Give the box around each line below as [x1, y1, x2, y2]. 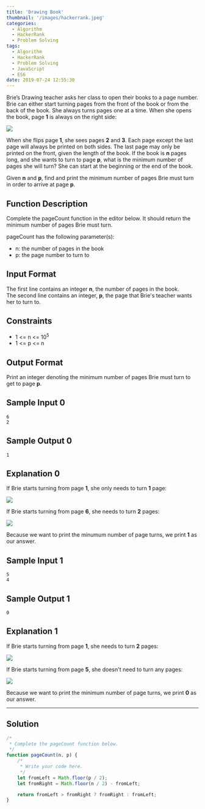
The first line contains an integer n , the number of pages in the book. [6, 285, 179, 292]
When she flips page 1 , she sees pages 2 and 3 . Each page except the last [6, 137, 193, 144]
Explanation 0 [6, 468, 60, 479]
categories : [6, 20, 37, 26]
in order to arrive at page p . [6, 181, 76, 188]
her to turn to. [6, 298, 41, 305]
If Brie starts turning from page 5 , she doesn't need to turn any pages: [6, 666, 183, 673]
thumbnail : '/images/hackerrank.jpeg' [6, 15, 105, 21]
